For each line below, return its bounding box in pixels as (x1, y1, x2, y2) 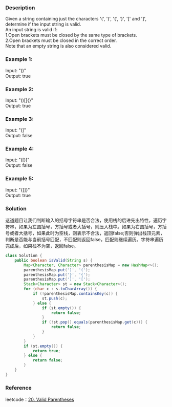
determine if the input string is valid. (5, 21, 81, 27)
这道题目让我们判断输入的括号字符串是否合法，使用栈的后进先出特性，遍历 (5, 217, 162, 224)
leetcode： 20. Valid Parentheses (5, 396, 74, 403)
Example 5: (5, 175, 34, 182)
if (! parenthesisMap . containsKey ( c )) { (32, 291, 118, 296)
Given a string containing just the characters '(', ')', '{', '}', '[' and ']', (5, 16, 147, 22)
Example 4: (5, 145, 34, 153)
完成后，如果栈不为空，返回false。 (5, 243, 78, 249)
